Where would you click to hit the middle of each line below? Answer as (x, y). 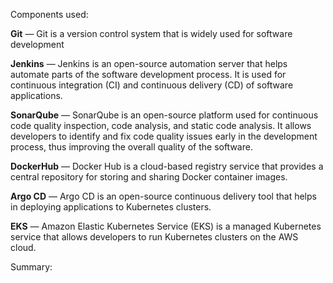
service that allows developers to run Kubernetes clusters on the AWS (154, 237)
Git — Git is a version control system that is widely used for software (151, 33)
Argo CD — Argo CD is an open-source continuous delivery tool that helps (163, 196)
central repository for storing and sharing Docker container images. (149, 177)
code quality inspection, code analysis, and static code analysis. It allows (161, 125)
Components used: (49, 14)
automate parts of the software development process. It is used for (148, 74)
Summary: (31, 267)
